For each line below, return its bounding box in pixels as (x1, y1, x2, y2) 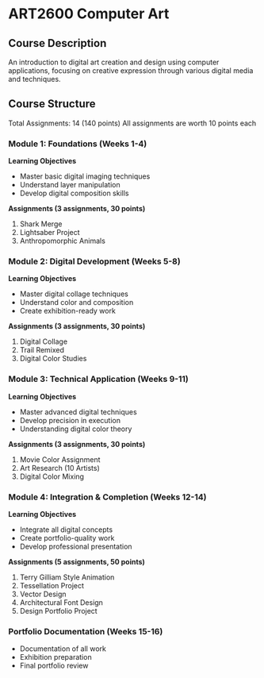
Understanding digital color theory (19, 424, 132, 433)
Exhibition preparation (19, 653, 93, 662)
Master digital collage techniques (19, 289, 128, 299)
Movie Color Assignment (19, 454, 101, 464)
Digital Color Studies (19, 354, 87, 364)
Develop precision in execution (19, 415, 121, 425)
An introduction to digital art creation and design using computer (8, 57, 220, 67)
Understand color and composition (19, 298, 134, 307)
